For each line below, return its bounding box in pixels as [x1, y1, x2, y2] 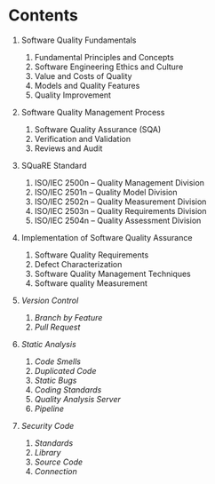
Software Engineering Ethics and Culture [34, 61, 184, 72]
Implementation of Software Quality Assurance [20, 232, 193, 242]
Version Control [20, 295, 79, 305]
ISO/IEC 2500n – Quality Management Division [34, 177, 205, 187]
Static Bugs [34, 375, 77, 385]
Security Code [20, 420, 75, 431]
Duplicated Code [34, 365, 97, 376]
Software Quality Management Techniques [34, 268, 192, 279]
